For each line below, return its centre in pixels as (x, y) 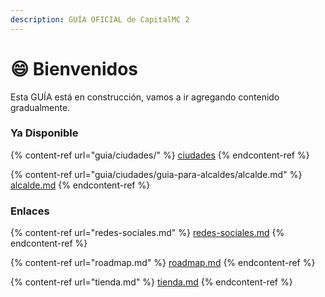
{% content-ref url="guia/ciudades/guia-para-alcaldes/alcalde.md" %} (156, 174)
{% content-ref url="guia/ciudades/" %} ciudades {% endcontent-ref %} (160, 155)
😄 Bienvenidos (74, 68)
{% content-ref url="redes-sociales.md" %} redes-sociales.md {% (147, 233)
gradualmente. (40, 107)
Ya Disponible (44, 133)
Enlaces (30, 211)
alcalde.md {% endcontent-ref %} (80, 185)
